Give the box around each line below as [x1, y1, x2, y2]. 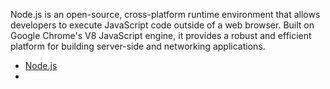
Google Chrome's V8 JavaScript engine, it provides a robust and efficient [10, 30, 312, 41]
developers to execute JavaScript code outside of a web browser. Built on [10, 19, 315, 31]
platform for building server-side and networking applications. [10, 40, 266, 52]
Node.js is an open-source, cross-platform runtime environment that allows [10, 9, 321, 20]
